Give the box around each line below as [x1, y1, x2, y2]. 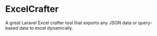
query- [138, 20, 152, 26]
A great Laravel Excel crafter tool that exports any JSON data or [5, 20, 137, 26]
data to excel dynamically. [19, 25, 73, 31]
